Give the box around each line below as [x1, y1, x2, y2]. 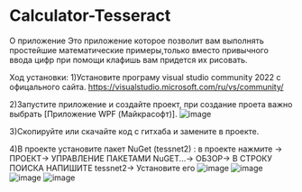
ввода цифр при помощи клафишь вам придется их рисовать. [9, 54, 248, 65]
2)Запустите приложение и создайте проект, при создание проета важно [9, 98, 293, 109]
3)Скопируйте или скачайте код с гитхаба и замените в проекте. [9, 125, 260, 136]
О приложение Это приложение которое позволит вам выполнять [9, 35, 264, 46]
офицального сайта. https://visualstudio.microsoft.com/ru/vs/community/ [9, 81, 284, 92]
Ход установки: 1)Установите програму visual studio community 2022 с [9, 71, 281, 82]
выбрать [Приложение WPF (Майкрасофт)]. [9, 108, 178, 119]
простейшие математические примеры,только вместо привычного [9, 44, 269, 55]
